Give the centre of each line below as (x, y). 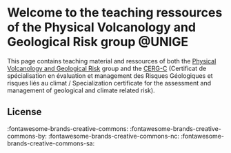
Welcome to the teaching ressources (115, 13)
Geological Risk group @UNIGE (98, 42)
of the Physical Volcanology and (102, 27)
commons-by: (27, 136)
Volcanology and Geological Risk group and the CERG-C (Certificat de (107, 68)
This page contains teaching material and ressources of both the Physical (112, 61)
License (24, 112)
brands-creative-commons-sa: (51, 143)
